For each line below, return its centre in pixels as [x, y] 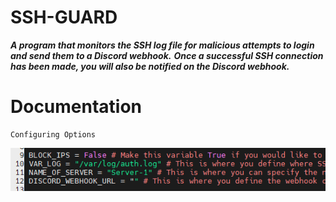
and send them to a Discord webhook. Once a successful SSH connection [167, 55]
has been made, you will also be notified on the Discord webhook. [150, 66]
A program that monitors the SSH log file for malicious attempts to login [162, 45]
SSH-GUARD [64, 17]
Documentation [76, 107]
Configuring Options [53, 134]
